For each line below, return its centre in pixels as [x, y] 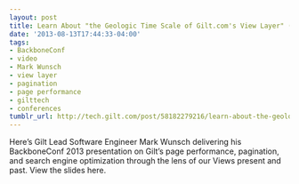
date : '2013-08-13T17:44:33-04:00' [75, 34]
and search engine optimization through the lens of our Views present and [145, 161]
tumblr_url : [31, 116]
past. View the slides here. [58, 171]
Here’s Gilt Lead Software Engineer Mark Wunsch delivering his [125, 142]
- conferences [36, 108]
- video [24, 59]
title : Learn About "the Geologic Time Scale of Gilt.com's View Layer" [147, 26]
